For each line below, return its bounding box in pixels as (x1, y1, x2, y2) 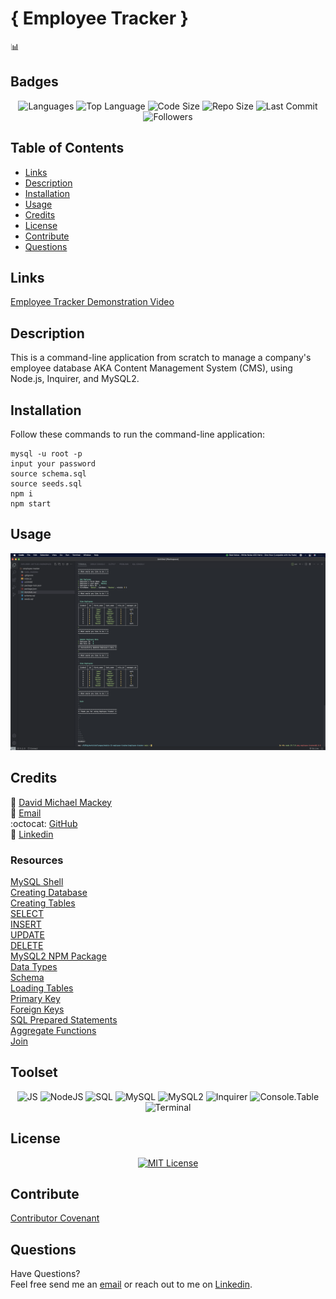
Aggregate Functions (10, 1024, 97, 1036)
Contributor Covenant (10, 1212, 100, 1224)
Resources (10, 853, 64, 867)
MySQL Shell (10, 875, 64, 887)
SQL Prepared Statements (10, 1013, 118, 1026)
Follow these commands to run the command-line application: (10, 428, 266, 440)
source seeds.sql (10, 479, 83, 489)
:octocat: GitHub (10, 817, 78, 829)
